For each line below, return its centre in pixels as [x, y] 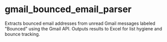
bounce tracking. [22, 34]
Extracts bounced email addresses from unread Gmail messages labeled [80, 23]
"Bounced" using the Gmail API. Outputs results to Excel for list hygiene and [83, 28]
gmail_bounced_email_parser [68, 9]
